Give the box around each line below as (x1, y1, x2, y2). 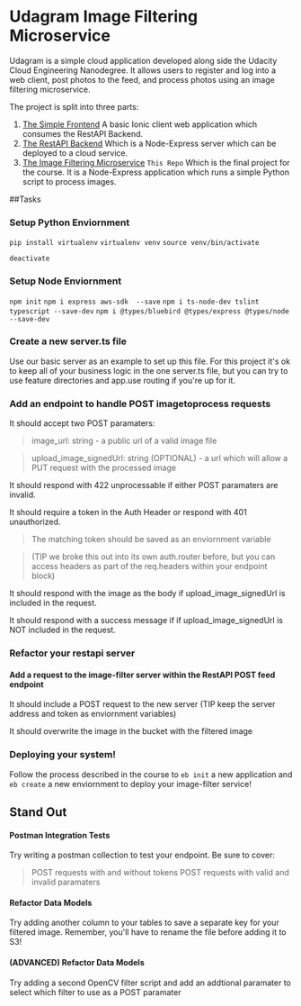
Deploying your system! (9, 748, 117, 761)
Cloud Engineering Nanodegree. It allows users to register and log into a (9, 65, 277, 76)
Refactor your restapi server (9, 647, 136, 659)
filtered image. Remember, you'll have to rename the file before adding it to (9, 927, 287, 938)
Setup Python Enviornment (9, 216, 130, 229)
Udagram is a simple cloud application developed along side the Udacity (9, 55, 278, 66)
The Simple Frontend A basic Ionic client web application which (22, 119, 258, 130)
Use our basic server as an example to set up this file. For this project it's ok (9, 356, 290, 367)
